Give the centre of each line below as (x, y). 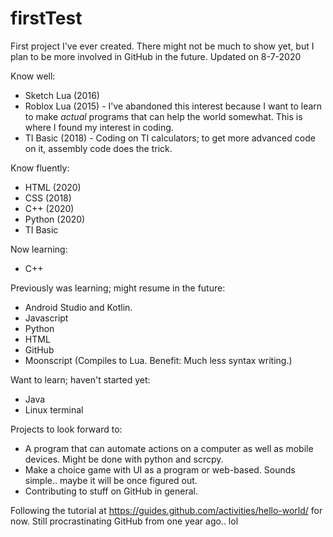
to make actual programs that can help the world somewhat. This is (163, 116)
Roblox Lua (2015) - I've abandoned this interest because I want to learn (173, 106)
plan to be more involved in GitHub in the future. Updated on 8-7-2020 (156, 56)
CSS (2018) (48, 198)
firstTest (46, 18)
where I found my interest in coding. (99, 127)
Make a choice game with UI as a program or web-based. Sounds (160, 469)
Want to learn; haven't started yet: (80, 379)
